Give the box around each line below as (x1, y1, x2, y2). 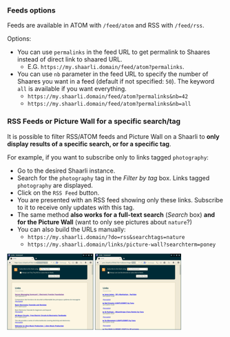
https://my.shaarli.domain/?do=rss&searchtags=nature (27, 233, 185, 240)
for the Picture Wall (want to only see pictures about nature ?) (17, 218, 193, 226)
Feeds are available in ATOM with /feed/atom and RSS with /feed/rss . (7, 21, 205, 30)
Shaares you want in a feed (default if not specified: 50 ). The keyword (17, 77, 215, 86)
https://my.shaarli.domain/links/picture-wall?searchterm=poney (27, 241, 216, 248)
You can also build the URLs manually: (17, 225, 126, 233)
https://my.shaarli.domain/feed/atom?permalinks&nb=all (27, 101, 191, 108)
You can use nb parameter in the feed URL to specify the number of (17, 70, 209, 78)
